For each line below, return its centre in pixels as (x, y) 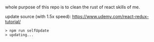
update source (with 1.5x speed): (38, 16)
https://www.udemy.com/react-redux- (110, 16)
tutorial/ (13, 22)
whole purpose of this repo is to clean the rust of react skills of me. (73, 7)
